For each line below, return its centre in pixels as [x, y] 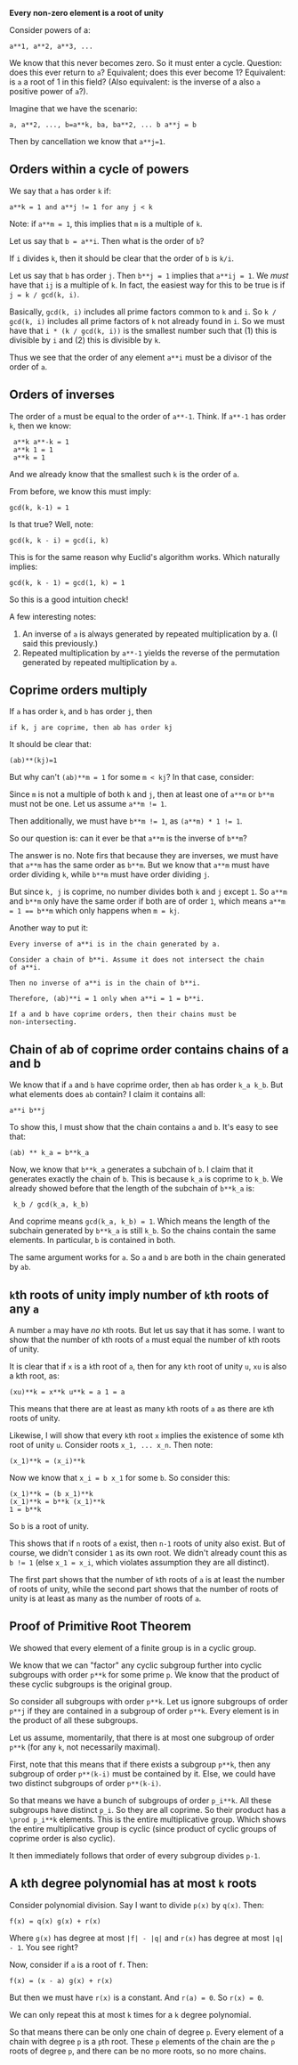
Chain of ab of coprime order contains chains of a [149, 1049]
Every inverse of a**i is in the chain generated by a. [115, 944]
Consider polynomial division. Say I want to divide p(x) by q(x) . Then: [137, 1905]
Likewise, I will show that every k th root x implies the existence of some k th [147, 1435]
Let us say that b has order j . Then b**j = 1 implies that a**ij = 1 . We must [149, 275]
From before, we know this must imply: [80, 491]
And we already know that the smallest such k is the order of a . [125, 474]
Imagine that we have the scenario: [73, 109]
